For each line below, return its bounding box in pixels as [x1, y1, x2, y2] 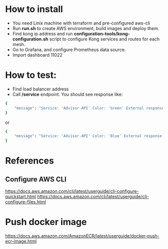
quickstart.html [5, 193, 36, 199]
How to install [5, 3, 63, 15]
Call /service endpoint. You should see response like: [12, 91, 123, 97]
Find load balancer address [12, 86, 69, 92]
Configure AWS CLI [5, 175, 66, 183]
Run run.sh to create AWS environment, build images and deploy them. [12, 25, 159, 31]
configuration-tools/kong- [74, 30, 130, 36]
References [5, 155, 54, 166]
